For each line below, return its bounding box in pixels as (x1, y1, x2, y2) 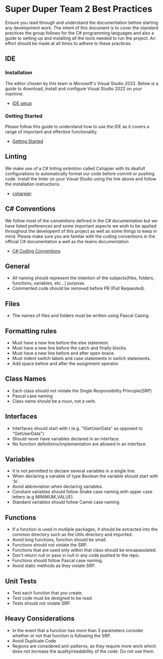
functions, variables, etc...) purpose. (12, 280, 86, 286)
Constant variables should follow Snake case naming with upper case (12, 489, 153, 495)
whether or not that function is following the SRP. (12, 633, 112, 638)
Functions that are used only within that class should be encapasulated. (12, 547, 157, 553)
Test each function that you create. (12, 590, 83, 596)
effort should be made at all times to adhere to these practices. (5, 40, 132, 46)
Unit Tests (5, 577, 37, 585)
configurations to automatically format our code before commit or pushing (5, 170, 155, 177)
